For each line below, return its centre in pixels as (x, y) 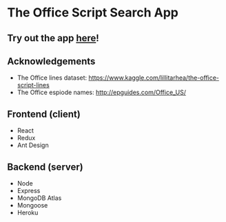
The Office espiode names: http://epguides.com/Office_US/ (102, 92)
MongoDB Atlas (39, 198)
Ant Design (33, 145)
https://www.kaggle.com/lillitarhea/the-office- (154, 78)
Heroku (28, 213)
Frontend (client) (44, 114)
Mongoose (32, 206)
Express (29, 191)
